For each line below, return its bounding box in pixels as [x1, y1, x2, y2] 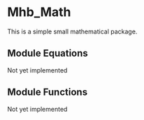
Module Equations [7, 47, 89, 59]
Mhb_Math [7, 4, 71, 20]
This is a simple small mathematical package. [7, 27, 138, 36]
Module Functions [7, 87, 88, 98]
